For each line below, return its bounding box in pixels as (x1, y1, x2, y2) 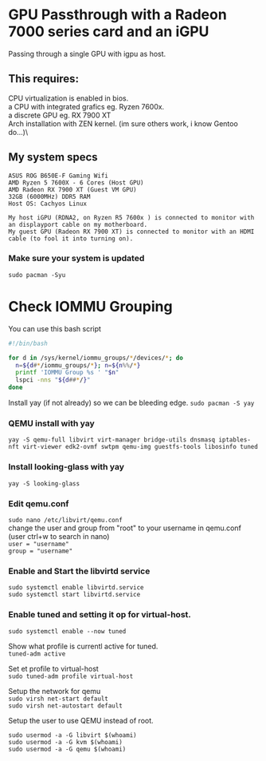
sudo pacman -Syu (8, 271, 66, 279)
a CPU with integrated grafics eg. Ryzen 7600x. (8, 101, 165, 111)
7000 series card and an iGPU (8, 22, 209, 41)
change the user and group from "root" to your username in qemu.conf (8, 523, 241, 533)
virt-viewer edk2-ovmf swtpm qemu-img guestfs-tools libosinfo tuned (22, 443, 259, 451)
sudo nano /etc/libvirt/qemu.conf (8, 516, 123, 524)
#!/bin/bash (8, 339, 48, 347)
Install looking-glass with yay (8, 462, 125, 473)
